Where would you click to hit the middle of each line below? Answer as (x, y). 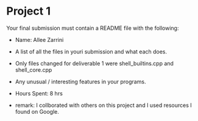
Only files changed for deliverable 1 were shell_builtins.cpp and (94, 63)
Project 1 (28, 11)
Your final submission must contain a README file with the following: (93, 28)
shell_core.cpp (34, 70)
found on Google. (37, 111)
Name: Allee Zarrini (39, 40)
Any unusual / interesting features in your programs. (80, 81)
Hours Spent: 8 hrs (39, 93)
